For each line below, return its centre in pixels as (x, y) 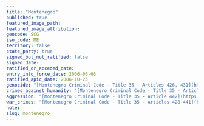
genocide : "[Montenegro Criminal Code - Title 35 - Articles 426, (92, 85)
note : (13, 108)
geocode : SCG (23, 35)
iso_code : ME (23, 40)
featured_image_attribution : (43, 29)
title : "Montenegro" (32, 12)
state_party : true (29, 51)
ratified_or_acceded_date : (40, 68)
